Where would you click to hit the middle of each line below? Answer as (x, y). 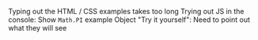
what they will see (38, 28)
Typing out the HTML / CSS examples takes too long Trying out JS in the (126, 11)
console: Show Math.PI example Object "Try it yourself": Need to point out (129, 20)
